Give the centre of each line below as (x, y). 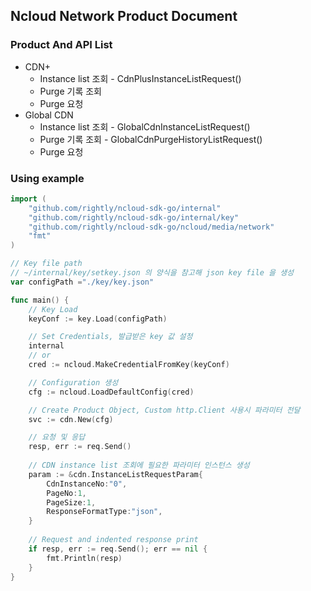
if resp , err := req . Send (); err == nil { (118, 549)
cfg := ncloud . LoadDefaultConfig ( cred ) (111, 392)
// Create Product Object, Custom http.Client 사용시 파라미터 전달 (164, 410)
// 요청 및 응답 (57, 437)
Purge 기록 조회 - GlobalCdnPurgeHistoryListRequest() (151, 139)
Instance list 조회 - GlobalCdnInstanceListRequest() (145, 126)
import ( (28, 199)
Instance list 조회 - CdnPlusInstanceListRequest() (140, 78)
